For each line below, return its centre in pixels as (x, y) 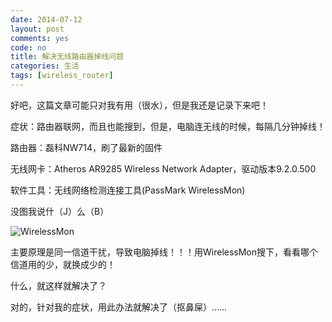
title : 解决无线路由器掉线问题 (67, 57)
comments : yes (40, 38)
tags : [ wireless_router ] (62, 76)
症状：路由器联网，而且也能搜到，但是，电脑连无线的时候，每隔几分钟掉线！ (168, 126)
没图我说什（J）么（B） (60, 211)
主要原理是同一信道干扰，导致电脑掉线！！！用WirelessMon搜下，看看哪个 (164, 252)
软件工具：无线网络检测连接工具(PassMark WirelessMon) (128, 190)
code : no (28, 47)
